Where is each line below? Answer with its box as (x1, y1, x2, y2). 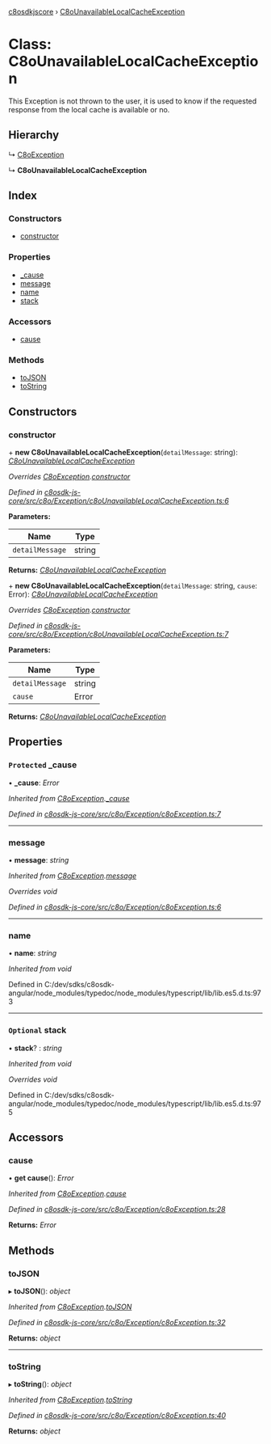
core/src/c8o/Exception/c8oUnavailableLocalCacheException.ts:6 (8, 496, 230, 506)
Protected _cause (8, 759, 77, 771)
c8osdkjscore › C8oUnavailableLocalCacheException (8, 7, 186, 16)
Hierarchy (8, 129, 60, 142)
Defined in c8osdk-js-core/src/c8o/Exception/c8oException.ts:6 (8, 902, 222, 912)
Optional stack (8, 1024, 67, 1036)
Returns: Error (8, 1220, 56, 1230)
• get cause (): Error (8, 1173, 74, 1183)
